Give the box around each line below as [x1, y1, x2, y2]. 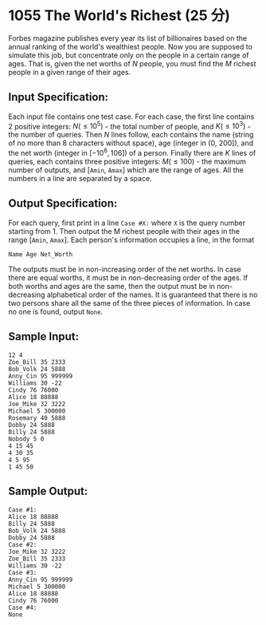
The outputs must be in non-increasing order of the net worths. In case [8, 264, 241, 274]
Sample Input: [8, 330, 80, 343]
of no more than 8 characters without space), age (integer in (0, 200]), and [8, 138, 253, 148]
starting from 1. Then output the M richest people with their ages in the [8, 226, 241, 235]
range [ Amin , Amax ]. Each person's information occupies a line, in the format [8, 235, 255, 244]
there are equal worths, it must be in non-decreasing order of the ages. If [8, 272, 248, 283]
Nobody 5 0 [8, 435, 45, 443]
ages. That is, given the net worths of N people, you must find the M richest [8, 58, 256, 68]
